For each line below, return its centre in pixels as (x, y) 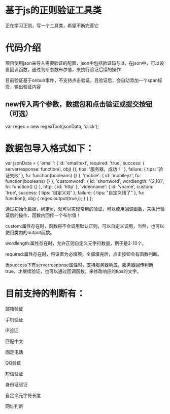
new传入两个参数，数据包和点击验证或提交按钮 (79, 104)
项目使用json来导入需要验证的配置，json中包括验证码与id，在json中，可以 (82, 63)
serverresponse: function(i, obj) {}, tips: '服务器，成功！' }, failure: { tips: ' (82, 169)
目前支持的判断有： (45, 294)
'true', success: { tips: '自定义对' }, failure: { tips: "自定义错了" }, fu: (75, 192)
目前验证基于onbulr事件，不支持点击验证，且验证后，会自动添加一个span (82, 80)
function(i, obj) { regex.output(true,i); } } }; (49, 198)
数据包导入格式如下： (50, 148)
